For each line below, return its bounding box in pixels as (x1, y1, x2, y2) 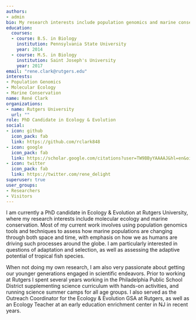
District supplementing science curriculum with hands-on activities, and (6, 283, 179, 290)
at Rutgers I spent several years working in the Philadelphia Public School (6, 276, 183, 283)
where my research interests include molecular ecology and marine (6, 215, 168, 222)
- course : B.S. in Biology (11, 36, 77, 41)
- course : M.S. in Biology (11, 52, 77, 58)
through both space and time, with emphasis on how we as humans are (6, 234, 178, 241)
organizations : (6, 100, 43, 107)
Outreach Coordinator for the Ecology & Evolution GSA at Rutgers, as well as (6, 295, 190, 302)
